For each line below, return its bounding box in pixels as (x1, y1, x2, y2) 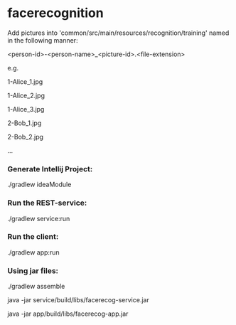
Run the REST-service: (7, 198, 87, 208)
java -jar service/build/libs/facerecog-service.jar (7, 296, 149, 304)
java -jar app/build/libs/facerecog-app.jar (7, 309, 129, 318)
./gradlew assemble (7, 282, 65, 291)
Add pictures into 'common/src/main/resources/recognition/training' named (7, 28, 230, 37)
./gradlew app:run (7, 247, 60, 257)
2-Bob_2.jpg (7, 132, 44, 141)
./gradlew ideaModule (7, 180, 72, 189)
